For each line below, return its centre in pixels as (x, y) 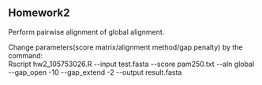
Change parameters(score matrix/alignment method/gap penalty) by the (125, 47)
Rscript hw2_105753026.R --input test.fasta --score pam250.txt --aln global (131, 64)
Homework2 (39, 13)
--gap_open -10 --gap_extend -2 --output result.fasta (95, 72)
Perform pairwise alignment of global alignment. (86, 31)
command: (26, 55)
